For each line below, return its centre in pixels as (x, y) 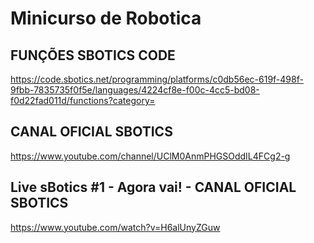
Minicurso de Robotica (106, 18)
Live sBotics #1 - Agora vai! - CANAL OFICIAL (153, 187)
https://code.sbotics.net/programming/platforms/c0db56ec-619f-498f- (157, 79)
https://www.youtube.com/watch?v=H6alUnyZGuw (115, 227)
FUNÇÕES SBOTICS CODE (93, 55)
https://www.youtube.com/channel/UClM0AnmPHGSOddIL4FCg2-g (150, 156)
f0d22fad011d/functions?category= (83, 100)
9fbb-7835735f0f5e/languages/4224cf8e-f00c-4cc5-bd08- (135, 90)
